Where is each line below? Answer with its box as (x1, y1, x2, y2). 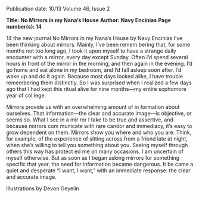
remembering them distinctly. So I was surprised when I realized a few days (6, 79, 192, 86)
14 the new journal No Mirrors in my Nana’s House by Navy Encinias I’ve (6, 35, 183, 41)
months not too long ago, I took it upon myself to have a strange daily (6, 47, 177, 54)
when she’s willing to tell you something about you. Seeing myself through (6, 142, 188, 148)
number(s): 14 (6, 23, 42, 30)
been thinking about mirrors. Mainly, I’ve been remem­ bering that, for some (6, 41, 191, 48)
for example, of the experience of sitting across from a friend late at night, (6, 135, 188, 142)
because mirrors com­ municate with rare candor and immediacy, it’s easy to (6, 123, 192, 129)
